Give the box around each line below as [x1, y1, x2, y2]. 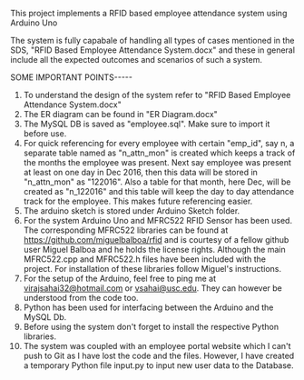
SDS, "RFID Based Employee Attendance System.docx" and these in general [10, 45, 296, 55]
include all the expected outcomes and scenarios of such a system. [10, 55, 262, 65]
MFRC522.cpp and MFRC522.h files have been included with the [23, 254, 267, 265]
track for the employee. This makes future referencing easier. [23, 195, 253, 206]
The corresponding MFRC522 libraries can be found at [23, 225, 229, 235]
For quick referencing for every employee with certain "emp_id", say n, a [23, 138, 295, 148]
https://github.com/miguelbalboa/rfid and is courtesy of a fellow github [23, 235, 289, 245]
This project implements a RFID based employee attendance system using [10, 8, 288, 18]
